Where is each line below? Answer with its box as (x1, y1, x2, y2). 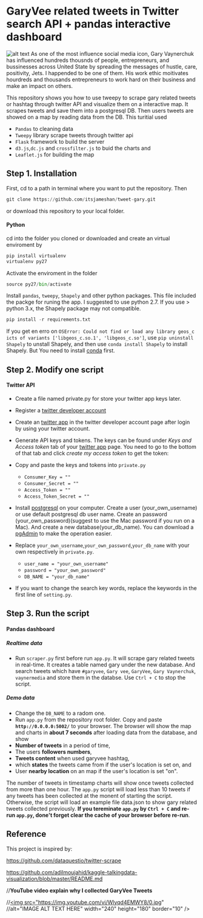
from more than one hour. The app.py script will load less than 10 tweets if (6, 785, 191, 792)
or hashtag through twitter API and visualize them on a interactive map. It (6, 100, 188, 107)
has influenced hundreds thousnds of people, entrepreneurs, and (6, 56, 170, 64)
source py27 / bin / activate (6, 281, 72, 287)
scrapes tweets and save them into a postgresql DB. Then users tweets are (6, 107, 194, 114)
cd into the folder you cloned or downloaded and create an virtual (6, 235, 170, 242)
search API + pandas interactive (6, 17, 171, 31)
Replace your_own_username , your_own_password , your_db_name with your (15, 541, 190, 549)
